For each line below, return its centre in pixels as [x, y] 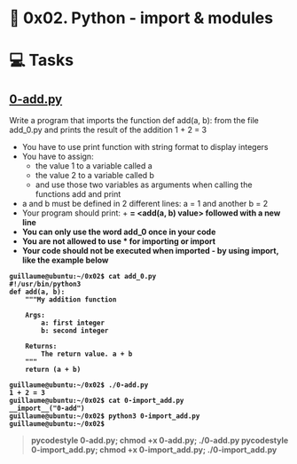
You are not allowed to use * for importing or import [118, 241]
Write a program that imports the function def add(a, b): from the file [134, 121]
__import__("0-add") [47, 409]
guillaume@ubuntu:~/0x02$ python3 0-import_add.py [105, 416]
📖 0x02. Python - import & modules [141, 18]
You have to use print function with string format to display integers [145, 147]
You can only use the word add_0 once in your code [119, 232]
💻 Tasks [41, 60]
